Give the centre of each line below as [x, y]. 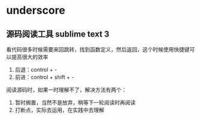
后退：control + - [36, 70]
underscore [36, 10]
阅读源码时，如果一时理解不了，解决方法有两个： [66, 90]
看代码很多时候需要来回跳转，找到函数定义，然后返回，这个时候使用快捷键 [98, 49]
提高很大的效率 [30, 57]
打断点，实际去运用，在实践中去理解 [60, 110]
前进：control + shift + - [44, 77]
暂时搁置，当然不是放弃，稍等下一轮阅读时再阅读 [75, 103]
